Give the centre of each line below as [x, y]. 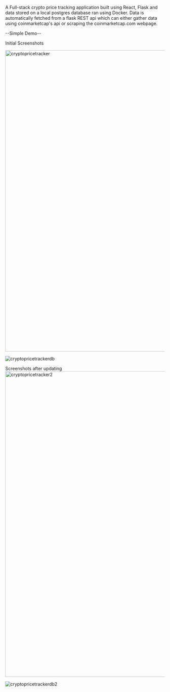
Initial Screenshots [25, 43]
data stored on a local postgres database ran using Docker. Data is [75, 13]
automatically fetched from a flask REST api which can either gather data [81, 18]
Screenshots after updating [34, 369]
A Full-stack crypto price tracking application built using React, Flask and [81, 7]
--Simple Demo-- [23, 33]
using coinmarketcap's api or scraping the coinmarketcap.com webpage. [81, 23]
